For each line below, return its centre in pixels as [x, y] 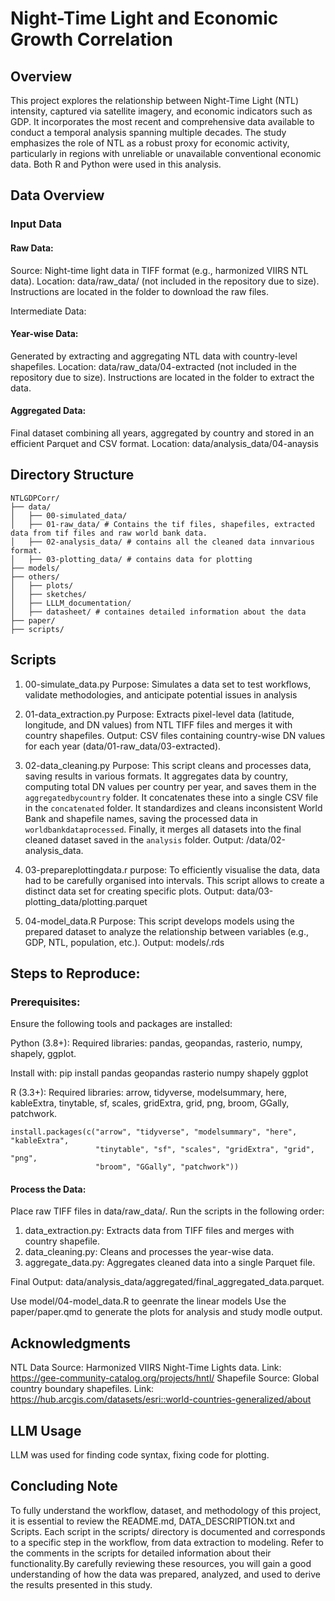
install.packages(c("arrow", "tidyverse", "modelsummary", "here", [154, 1132]
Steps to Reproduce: [75, 973]
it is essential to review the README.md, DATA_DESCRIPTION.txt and [153, 1521]
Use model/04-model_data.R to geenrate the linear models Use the [148, 1301]
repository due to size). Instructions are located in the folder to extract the [162, 377]
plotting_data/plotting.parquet [86, 901]
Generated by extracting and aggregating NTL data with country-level [154, 356]
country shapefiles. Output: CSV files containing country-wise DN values [175, 735]
